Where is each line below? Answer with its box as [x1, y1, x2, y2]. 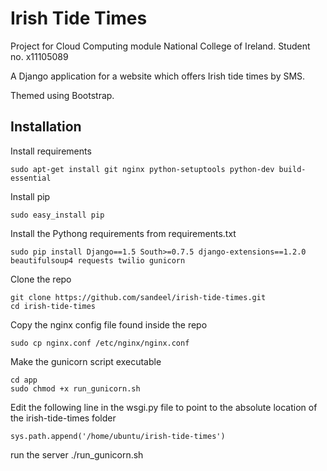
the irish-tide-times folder [10, 412, 117, 424]
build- [278, 164, 307, 174]
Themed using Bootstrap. [10, 89, 115, 101]
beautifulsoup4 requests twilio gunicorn [10, 255, 186, 266]
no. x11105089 [10, 50, 69, 62]
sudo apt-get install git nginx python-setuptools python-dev [10, 164, 275, 174]
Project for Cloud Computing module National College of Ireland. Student [10, 40, 311, 52]
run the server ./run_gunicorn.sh [10, 448, 144, 461]
